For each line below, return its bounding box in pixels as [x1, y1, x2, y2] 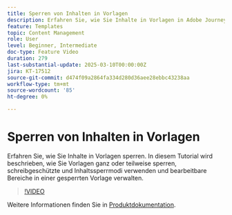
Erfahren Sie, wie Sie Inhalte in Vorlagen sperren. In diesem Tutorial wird [7, 152, 213, 160]
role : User [7, 36, 39, 43]
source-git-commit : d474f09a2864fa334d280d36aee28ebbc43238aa [7, 74, 190, 81]
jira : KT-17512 [7, 68, 51, 74]
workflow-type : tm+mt [7, 81, 70, 88]
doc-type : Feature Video [7, 49, 79, 56]
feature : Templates [7, 23, 64, 30]
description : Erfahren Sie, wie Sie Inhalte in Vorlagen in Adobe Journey [7, 17, 227, 23]
